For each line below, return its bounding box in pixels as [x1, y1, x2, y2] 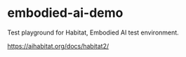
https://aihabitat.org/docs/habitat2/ [7, 42, 109, 50]
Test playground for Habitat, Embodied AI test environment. [7, 28, 179, 37]
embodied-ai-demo [7, 5, 124, 21]
